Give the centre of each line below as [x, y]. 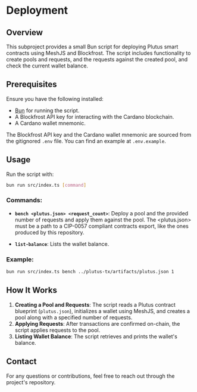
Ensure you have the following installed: [55, 98]
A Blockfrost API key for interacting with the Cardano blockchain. [94, 116]
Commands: [24, 200]
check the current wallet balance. [47, 66]
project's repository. [31, 382]
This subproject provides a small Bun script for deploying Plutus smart [92, 47]
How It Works [32, 290]
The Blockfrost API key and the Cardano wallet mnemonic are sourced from [99, 134]
